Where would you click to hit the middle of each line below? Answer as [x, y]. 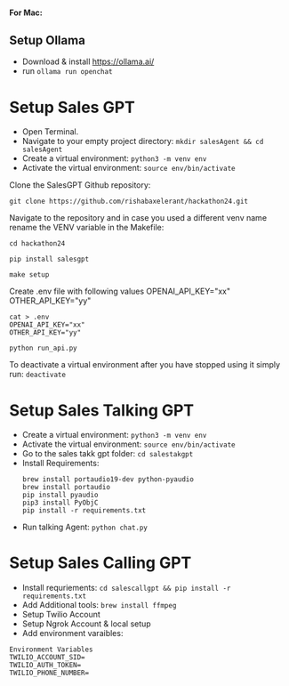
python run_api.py [43, 348]
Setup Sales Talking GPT [102, 410]
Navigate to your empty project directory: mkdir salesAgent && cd [143, 141]
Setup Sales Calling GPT [100, 563]
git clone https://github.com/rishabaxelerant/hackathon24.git [129, 202]
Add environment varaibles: [72, 634]
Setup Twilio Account [61, 615]
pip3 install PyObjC [60, 503]
